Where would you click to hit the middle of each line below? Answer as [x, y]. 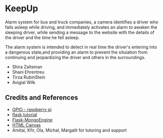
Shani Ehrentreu [28, 72]
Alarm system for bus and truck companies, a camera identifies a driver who [82, 22]
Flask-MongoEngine [32, 119]
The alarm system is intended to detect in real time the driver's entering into [81, 47]
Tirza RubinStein [28, 77]
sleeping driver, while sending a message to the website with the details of [80, 32]
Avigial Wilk [24, 82]
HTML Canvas [26, 125]
